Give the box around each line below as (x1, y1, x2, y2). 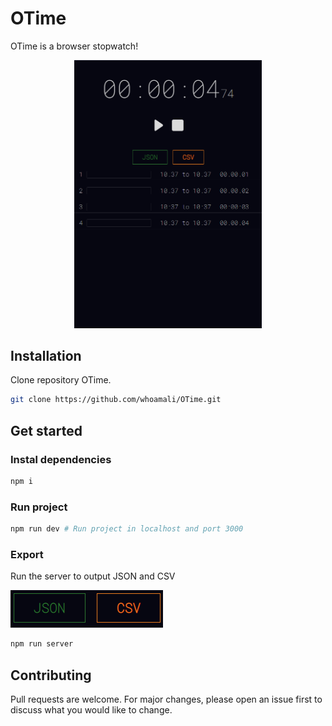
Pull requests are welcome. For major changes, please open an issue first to (10, 693, 323, 705)
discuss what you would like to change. (10, 703, 173, 716)
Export (10, 547, 44, 561)
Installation (10, 347, 82, 364)
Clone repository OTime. (10, 374, 112, 386)
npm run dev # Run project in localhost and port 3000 (10, 524, 244, 534)
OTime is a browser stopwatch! (10, 40, 139, 52)
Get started (10, 422, 83, 439)
